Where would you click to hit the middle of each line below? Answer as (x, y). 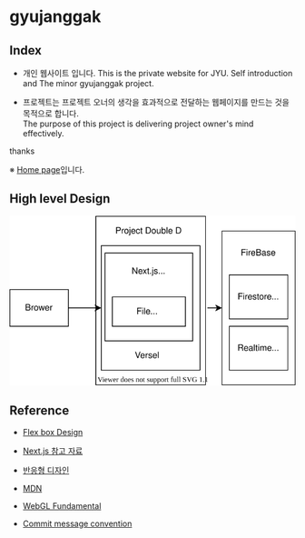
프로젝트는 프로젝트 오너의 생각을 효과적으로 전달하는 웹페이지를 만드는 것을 (156, 102)
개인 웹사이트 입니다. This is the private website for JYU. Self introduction (157, 73)
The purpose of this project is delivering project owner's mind (138, 124)
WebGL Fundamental (62, 506)
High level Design (60, 199)
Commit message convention (77, 523)
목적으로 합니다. (50, 114)
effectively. (43, 133)
